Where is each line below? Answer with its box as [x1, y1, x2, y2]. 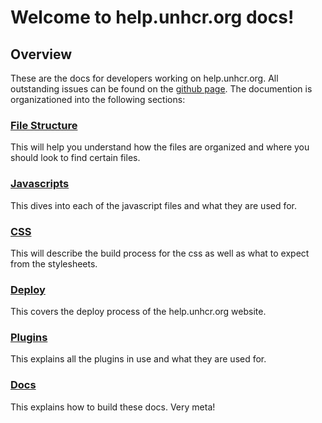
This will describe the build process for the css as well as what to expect [10, 247, 310, 259]
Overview [10, 46, 73, 63]
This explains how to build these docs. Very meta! [10, 401, 216, 413]
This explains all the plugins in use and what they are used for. [10, 353, 267, 365]
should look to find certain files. [10, 152, 141, 164]
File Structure [10, 118, 78, 132]
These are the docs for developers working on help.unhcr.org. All [10, 72, 279, 84]
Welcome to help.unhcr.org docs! [10, 6, 295, 29]
